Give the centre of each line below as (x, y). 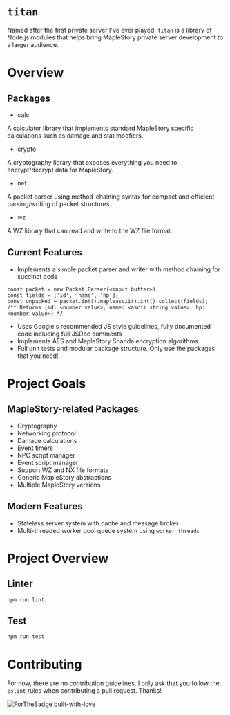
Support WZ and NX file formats (63, 470)
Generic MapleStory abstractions (64, 477)
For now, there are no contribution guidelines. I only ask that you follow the (113, 683)
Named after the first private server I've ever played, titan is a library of (110, 30)
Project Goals (47, 383)
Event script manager (48, 462)
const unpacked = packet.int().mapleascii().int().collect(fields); (108, 301)
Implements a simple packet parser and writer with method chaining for (119, 269)
